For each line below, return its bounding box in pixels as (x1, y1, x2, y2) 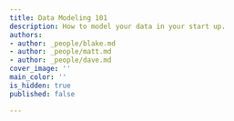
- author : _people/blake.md (9, 38, 117, 48)
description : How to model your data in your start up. (9, 22, 226, 31)
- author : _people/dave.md (9, 55, 112, 65)
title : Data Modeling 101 (9, 13, 107, 23)
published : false (9, 89, 76, 98)
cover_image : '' (9, 65, 71, 74)
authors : (9, 30, 43, 39)
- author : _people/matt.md (9, 47, 112, 56)
